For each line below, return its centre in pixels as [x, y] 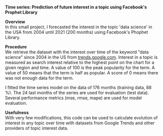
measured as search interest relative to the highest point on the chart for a [80, 62]
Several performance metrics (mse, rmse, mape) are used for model [73, 98]
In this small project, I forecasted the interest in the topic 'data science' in [79, 27]
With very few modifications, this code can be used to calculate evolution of [81, 118]
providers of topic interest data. [37, 128]
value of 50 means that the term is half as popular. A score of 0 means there [82, 73]
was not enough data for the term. [40, 78]
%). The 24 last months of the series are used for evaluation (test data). [77, 93]
